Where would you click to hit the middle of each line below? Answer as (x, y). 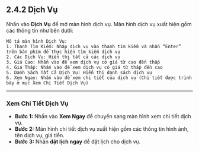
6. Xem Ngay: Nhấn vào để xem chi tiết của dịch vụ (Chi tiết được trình (99, 78)
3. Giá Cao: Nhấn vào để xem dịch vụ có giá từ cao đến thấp (83, 62)
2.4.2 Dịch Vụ (32, 10)
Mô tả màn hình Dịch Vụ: (37, 41)
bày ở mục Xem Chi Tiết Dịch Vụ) (47, 83)
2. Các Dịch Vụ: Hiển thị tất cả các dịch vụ (63, 57)
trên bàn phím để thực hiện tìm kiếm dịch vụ (63, 52)
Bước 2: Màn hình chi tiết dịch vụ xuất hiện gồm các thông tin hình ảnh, (102, 129)
